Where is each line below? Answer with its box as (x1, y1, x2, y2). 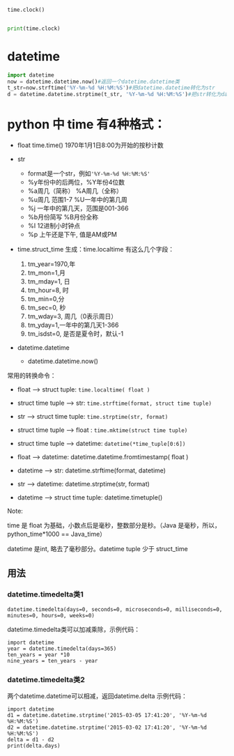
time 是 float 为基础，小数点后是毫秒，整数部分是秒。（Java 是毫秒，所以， (7, 521, 221, 530)
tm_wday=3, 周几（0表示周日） (27, 312, 117, 321)
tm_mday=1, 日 (27, 277, 71, 286)
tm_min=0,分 (27, 295, 65, 303)
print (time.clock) (7, 25, 61, 32)
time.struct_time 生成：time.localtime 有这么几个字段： (17, 245, 175, 254)
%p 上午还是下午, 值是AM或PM (27, 231, 117, 239)
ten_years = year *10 (7, 651, 70, 658)
